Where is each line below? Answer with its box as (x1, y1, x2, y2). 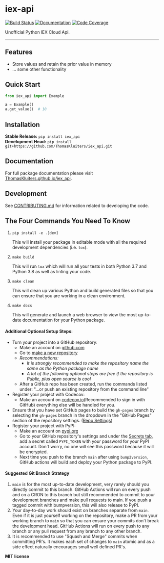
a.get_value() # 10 (5, 107, 47, 112)
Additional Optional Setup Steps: (5, 329, 73, 334)
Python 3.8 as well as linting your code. (12, 269, 91, 275)
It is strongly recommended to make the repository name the (26, 360, 149, 366)
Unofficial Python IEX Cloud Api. (5, 29, 70, 35)
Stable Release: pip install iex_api (5, 133, 81, 139)
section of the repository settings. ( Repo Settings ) (12, 417, 113, 423)
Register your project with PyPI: (12, 423, 76, 429)
